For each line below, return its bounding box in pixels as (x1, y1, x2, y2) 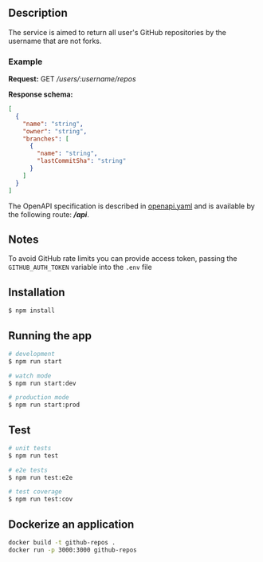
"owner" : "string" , (22, 127, 88, 135)
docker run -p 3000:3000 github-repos (8, 546, 137, 554)
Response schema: (8, 89, 73, 99)
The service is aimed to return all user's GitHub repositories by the (8, 27, 227, 37)
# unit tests (8, 444, 52, 452)
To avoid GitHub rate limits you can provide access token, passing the (8, 254, 237, 263)
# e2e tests (8, 466, 48, 474)
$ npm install (8, 307, 56, 315)
